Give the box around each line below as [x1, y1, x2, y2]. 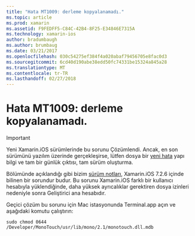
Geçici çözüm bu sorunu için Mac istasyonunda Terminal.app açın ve [6, 201, 176, 208]
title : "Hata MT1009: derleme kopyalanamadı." [6, 8, 124, 15]
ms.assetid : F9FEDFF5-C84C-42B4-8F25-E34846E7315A [6, 25, 135, 32]
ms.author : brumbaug [6, 43, 58, 49]
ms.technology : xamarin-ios [6, 31, 77, 37]
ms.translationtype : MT [6, 64, 66, 71]
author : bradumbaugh [6, 37, 58, 43]
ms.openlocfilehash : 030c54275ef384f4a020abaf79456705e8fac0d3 [6, 53, 167, 59]
